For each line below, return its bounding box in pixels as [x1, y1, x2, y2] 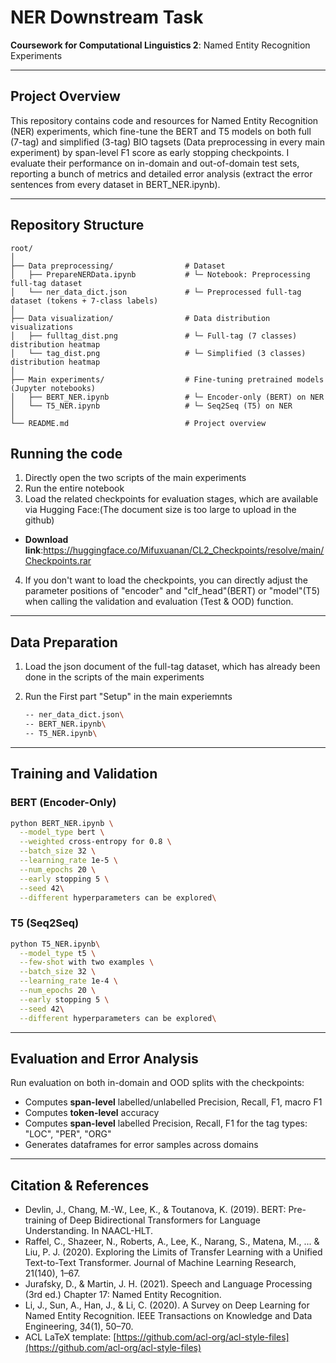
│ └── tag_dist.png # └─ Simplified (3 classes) [10, 348, 307, 358]
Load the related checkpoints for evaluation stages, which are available [24, 493, 319, 505]
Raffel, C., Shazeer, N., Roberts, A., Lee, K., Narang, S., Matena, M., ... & [24, 1236, 320, 1248]
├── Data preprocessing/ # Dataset [10, 261, 226, 271]
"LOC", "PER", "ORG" [24, 1128, 112, 1140]
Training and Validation [10, 766, 158, 783]
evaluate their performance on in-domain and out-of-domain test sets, [10, 157, 300, 169]
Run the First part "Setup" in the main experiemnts [24, 691, 233, 703]
